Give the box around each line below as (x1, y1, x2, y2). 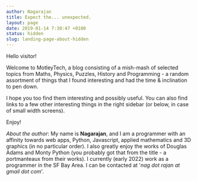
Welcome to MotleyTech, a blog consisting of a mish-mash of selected (6, 64, 179, 71)
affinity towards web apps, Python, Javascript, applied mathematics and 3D (6, 136, 192, 143)
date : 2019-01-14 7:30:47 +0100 (6, 25, 86, 31)
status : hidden (6, 31, 44, 37)
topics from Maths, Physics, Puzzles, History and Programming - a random (6, 71, 189, 77)
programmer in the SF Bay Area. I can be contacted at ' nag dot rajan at (6, 161, 180, 169)
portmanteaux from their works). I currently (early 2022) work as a (6, 155, 169, 162)
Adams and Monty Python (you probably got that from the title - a (6, 149, 167, 156)
